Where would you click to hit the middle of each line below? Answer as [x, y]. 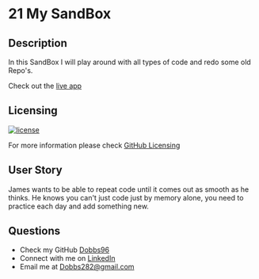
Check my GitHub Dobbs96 [64, 250]
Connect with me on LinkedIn [67, 258]
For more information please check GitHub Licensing [94, 145]
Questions [34, 231]
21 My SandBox [60, 14]
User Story [35, 170]
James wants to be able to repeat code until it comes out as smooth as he [129, 189]
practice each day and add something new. [78, 206]
